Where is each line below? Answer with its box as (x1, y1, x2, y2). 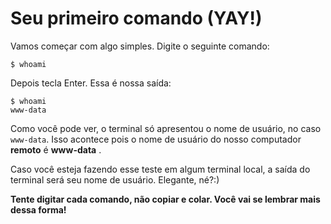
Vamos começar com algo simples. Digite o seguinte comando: (10, 40, 270, 52)
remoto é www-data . (10, 143, 102, 156)
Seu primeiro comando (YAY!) (10, 7, 263, 30)
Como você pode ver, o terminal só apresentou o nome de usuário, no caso (10, 122, 322, 134)
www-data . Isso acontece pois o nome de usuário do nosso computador (10, 133, 302, 145)
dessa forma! (10, 203, 67, 216)
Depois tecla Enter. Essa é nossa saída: (10, 77, 172, 89)
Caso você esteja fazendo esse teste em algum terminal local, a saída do (10, 163, 311, 175)
